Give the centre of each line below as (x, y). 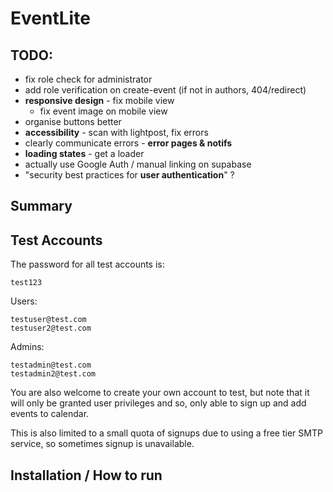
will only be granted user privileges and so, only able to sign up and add (158, 403)
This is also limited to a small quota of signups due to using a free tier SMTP (166, 433)
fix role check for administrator (88, 79)
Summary (41, 206)
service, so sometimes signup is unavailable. (102, 444)
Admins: (27, 347)
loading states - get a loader (84, 153)
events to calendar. (50, 414)
